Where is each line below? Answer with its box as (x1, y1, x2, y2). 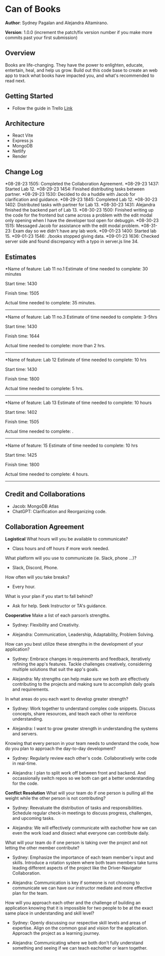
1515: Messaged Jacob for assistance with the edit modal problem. (5, 223, 140, 229)
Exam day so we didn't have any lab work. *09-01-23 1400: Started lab (13, 228, 157, 234)
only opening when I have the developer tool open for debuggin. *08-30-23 (5, 218, 159, 223)
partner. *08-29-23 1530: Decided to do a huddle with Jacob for (5, 191, 136, 197)
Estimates (5, 253, 37, 261)
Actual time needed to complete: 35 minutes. (5, 300, 96, 305)
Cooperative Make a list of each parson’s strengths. (5, 612, 110, 618)
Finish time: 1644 (5, 333, 40, 339)
